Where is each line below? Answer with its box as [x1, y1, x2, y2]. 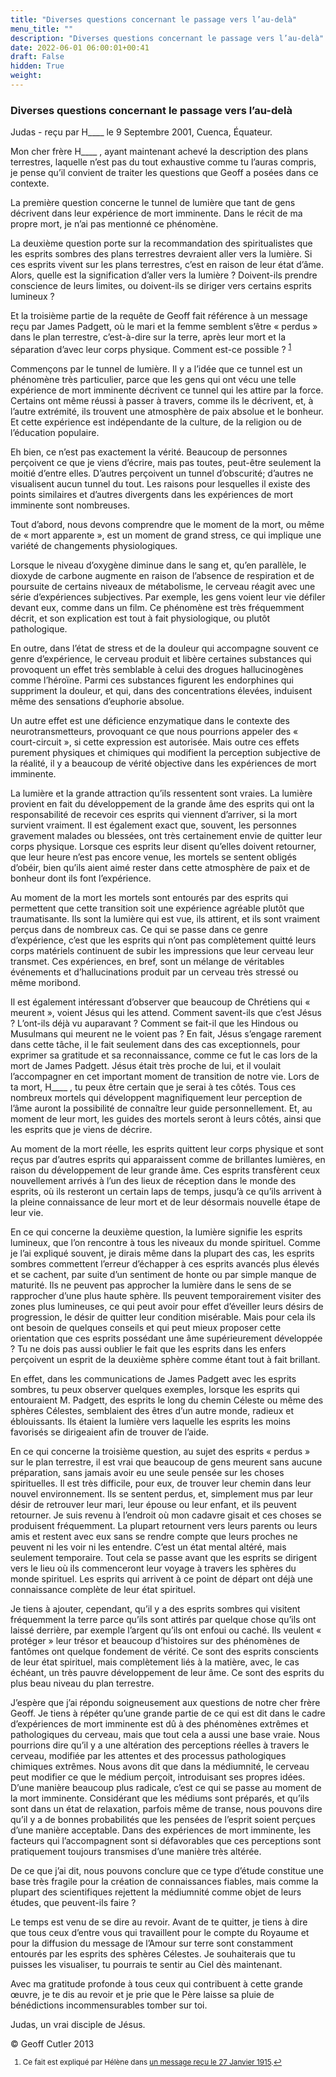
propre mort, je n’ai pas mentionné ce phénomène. [10, 218, 219, 230]
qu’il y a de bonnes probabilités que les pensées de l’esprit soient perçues [10, 1813, 316, 1825]
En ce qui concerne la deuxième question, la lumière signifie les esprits [10, 1226, 303, 1238]
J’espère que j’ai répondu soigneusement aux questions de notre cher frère [10, 1696, 321, 1708]
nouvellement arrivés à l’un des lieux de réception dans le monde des [10, 1174, 297, 1186]
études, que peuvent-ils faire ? [10, 1896, 137, 1908]
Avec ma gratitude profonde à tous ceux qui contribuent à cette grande [10, 1977, 303, 1990]
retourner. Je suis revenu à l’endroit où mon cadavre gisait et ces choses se [10, 1509, 322, 1521]
